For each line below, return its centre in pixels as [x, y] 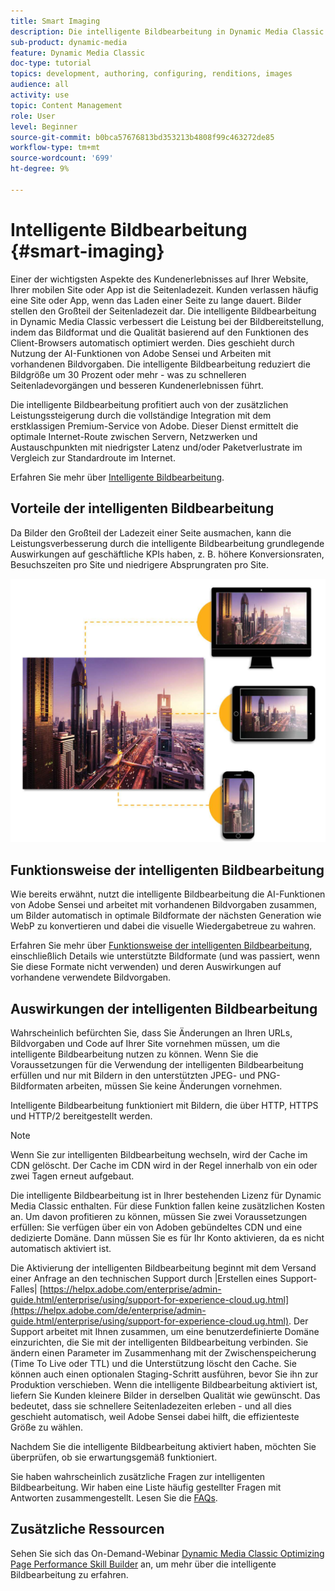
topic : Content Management [66, 105]
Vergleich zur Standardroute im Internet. [93, 457]
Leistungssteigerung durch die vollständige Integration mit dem [141, 415]
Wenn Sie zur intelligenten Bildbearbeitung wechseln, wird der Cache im [159, 1154]
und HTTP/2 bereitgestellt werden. [81, 1116]
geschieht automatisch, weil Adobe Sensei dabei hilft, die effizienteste [155, 1416]
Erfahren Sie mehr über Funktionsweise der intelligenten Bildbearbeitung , [161, 946]
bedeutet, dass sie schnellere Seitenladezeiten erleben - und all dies [151, 1406]
